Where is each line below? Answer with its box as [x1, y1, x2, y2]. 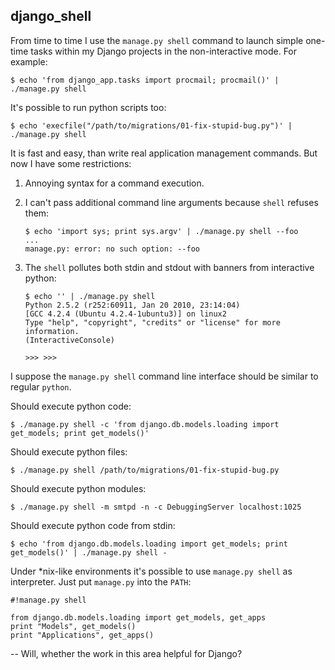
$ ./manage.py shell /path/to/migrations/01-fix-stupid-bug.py [10, 465, 280, 475]
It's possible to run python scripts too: [10, 101, 167, 113]
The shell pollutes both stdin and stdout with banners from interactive [24, 261, 315, 273]
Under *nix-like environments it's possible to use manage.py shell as [10, 565, 293, 577]
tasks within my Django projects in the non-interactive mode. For [30, 45, 298, 57]
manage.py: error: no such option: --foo [24, 244, 200, 254]
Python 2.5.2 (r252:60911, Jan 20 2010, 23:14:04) [24, 300, 241, 310]
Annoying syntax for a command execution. [24, 177, 205, 189]
